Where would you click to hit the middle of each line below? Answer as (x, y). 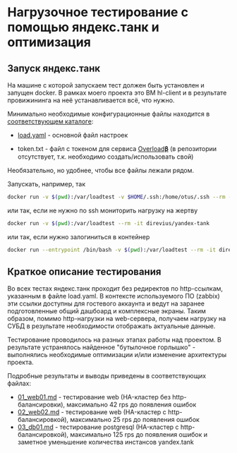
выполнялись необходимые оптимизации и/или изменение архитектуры (117, 355)
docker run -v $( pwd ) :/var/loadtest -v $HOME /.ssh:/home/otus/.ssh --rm (116, 197)
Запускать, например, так (47, 184)
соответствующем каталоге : (50, 121)
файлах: (19, 383)
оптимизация (49, 42)
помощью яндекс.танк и (84, 27)
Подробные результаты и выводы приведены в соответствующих (107, 376)
